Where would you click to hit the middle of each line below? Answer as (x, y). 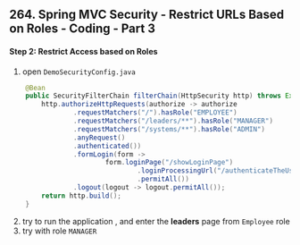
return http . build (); (82, 196)
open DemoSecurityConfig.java (79, 72)
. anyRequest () (99, 138)
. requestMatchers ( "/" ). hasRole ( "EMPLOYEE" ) (155, 113)
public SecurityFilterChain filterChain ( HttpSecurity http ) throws (153, 96)
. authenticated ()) (107, 146)
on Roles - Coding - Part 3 (83, 29)
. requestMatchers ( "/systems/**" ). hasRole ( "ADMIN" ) (169, 129)
